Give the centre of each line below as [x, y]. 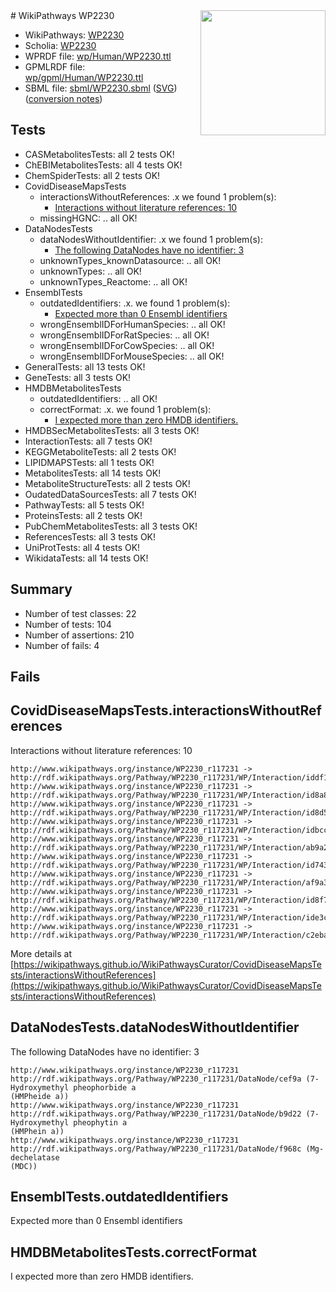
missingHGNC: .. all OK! [88, 218]
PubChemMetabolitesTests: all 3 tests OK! [111, 526]
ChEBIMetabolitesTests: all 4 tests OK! [103, 165]
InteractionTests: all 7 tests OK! [88, 441]
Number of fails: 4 [62, 645]
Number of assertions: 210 [79, 635]
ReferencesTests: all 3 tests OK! [90, 536]
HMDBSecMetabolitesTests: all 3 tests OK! [112, 430]
